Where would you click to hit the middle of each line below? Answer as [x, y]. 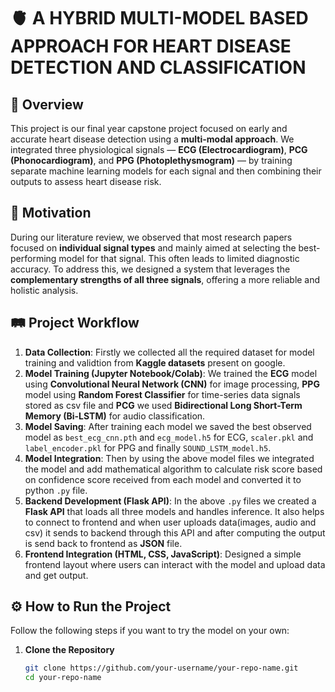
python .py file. [56, 490]
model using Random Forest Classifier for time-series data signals [162, 394]
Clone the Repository [69, 650]
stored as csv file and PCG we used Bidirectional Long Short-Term [163, 405]
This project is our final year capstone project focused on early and [149, 128]
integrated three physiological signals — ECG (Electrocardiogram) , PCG [159, 149]
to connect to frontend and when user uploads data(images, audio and [170, 522]
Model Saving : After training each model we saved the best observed [168, 426]
